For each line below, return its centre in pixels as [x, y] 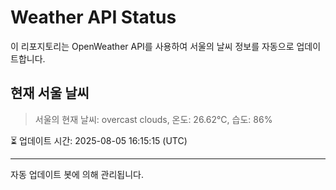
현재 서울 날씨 [50, 93]
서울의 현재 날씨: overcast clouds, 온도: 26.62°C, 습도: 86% [153, 119]
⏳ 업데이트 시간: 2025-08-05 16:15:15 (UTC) [99, 140]
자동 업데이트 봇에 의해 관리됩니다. [77, 174]
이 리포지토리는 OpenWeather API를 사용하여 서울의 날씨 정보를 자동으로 [152, 46]
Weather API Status [93, 17]
